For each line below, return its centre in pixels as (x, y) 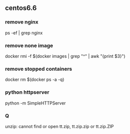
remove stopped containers (39, 69)
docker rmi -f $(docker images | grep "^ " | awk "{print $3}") (65, 56)
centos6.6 (21, 8)
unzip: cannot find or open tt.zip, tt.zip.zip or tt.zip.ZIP (59, 126)
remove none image (29, 45)
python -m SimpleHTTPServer (35, 103)
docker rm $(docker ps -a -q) (35, 80)
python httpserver (27, 92)
